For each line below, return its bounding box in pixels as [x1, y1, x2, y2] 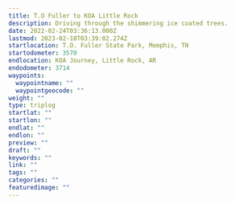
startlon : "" [8, 116, 52, 124]
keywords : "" [8, 153, 52, 161]
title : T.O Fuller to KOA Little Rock [8, 11, 138, 20]
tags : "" [8, 169, 38, 177]
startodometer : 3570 [8, 49, 78, 57]
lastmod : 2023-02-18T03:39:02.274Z [8, 34, 128, 43]
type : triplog [8, 101, 56, 109]
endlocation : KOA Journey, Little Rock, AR [8, 57, 157, 65]
